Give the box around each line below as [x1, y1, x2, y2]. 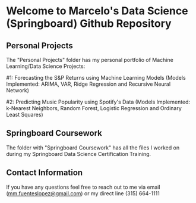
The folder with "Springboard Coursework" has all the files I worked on [6, 144, 180, 151]
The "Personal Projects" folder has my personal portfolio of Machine [6, 57, 173, 63]
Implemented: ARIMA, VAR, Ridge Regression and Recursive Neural [6, 80, 171, 88]
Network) [6, 87, 30, 93]
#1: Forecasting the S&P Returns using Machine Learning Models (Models [6, 74, 186, 81]
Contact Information [6, 168, 83, 178]
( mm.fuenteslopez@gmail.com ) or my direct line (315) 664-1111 [6, 189, 160, 197]
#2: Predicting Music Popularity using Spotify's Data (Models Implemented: [6, 98, 191, 105]
